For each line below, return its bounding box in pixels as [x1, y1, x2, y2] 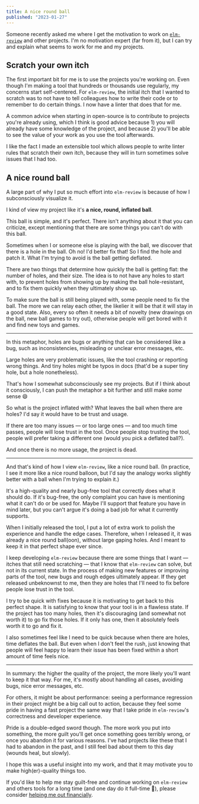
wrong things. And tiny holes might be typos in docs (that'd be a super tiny [6, 363, 188, 370]
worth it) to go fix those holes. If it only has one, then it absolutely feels [6, 616, 179, 623]
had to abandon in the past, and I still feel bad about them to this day [6, 743, 174, 750]
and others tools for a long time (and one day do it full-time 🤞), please [6, 785, 176, 792]
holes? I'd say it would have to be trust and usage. [6, 411, 129, 418]
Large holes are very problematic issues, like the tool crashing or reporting [6, 356, 188, 363]
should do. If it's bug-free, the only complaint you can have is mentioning [6, 494, 185, 501]
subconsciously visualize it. [6, 195, 73, 202]
